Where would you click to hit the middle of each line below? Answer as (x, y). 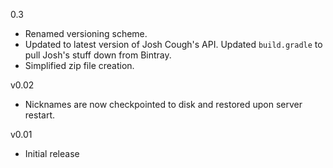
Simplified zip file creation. (79, 65)
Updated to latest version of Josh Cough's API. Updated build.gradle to (173, 44)
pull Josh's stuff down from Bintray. (98, 55)
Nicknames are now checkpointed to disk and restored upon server (163, 104)
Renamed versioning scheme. (86, 33)
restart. (39, 115)
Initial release (52, 153)
